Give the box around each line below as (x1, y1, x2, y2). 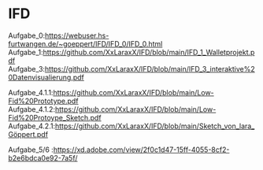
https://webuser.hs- (44, 31, 109, 40)
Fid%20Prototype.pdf (8, 96, 79, 105)
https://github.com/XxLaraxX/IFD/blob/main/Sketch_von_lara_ (54, 121, 255, 131)
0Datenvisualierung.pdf (8, 72, 84, 82)
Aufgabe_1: (8, 47, 43, 57)
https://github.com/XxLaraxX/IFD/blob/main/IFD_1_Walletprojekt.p (43, 47, 255, 57)
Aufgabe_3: (8, 64, 46, 73)
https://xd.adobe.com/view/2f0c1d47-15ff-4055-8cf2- (53, 145, 230, 154)
